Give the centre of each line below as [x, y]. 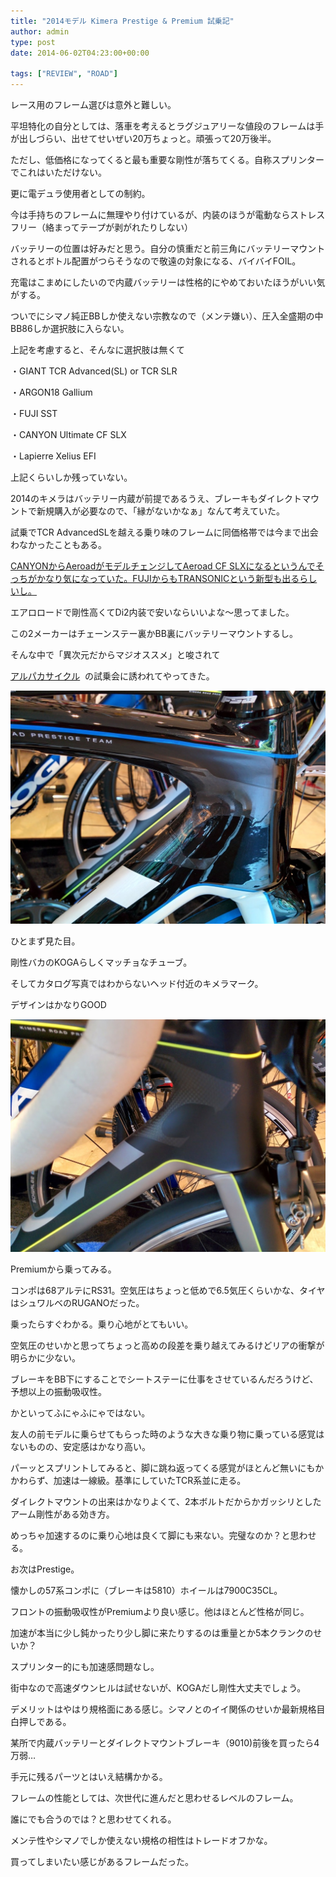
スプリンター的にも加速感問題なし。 [85, 1667]
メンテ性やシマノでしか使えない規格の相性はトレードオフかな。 [141, 1841]
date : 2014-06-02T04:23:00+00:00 [80, 53]
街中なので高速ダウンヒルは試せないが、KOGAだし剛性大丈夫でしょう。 [158, 1688]
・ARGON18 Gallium [51, 392]
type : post [33, 42]
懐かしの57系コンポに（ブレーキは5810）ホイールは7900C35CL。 [146, 1591]
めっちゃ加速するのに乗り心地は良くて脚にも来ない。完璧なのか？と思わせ [163, 1536]
